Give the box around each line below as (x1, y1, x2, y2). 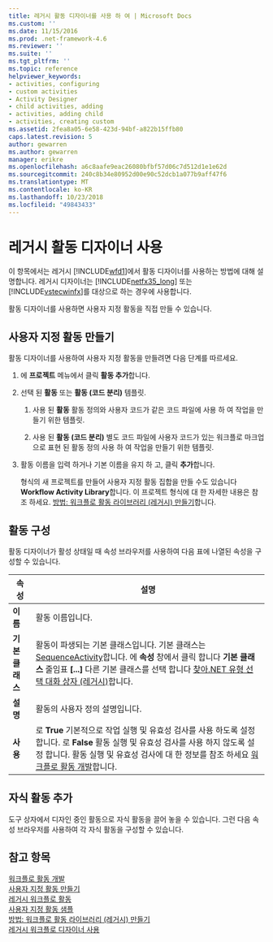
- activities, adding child (8, 110, 104, 119)
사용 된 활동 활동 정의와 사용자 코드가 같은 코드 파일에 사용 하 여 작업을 (32, 405, 256, 415)
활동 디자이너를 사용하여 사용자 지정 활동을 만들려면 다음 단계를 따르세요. (8, 353, 238, 363)
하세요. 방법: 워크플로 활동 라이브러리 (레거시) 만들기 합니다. (28, 497, 217, 508)
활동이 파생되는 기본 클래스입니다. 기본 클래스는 (35, 639, 206, 650)
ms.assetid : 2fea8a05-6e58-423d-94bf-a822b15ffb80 (8, 125, 184, 133)
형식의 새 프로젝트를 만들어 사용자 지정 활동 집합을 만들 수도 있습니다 (19, 477, 237, 487)
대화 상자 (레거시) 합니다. (45, 676, 134, 687)
